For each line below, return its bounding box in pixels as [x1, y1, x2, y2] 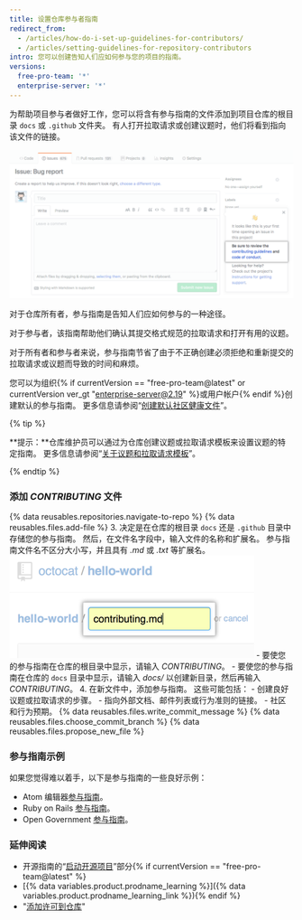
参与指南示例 [9, 750, 66, 763]
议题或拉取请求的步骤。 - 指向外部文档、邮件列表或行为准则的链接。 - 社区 [9, 694, 287, 705]
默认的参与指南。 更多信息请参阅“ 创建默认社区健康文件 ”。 [16, 399, 233, 410]
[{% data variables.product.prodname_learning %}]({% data [22, 881, 246, 892]
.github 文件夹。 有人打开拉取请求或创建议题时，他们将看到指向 [48, 119, 287, 130]
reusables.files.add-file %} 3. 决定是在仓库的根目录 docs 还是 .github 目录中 [9, 521, 291, 532]
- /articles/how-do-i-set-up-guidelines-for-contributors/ [17, 33, 244, 42]
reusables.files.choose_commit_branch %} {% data [9, 716, 200, 727]
